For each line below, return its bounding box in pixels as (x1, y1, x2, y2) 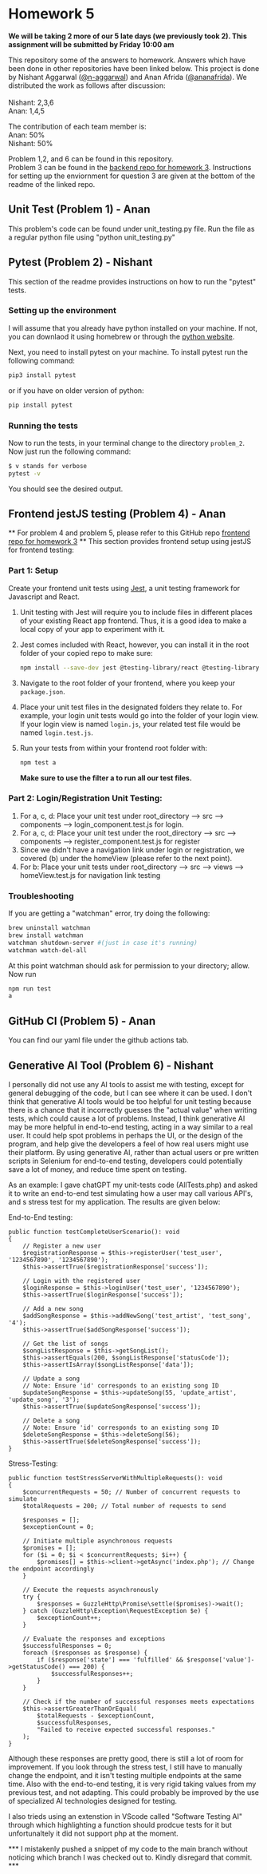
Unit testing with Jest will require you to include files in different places (19, 607, 253, 617)
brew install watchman (8, 931, 84, 939)
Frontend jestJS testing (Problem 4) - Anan (8, 507, 226, 521)
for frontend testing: (8, 545, 74, 555)
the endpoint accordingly (8, 1565, 94, 1573)
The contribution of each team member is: (8, 121, 147, 131)
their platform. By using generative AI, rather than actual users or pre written (8, 1147, 259, 1157)
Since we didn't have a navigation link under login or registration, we (19, 844, 245, 855)
